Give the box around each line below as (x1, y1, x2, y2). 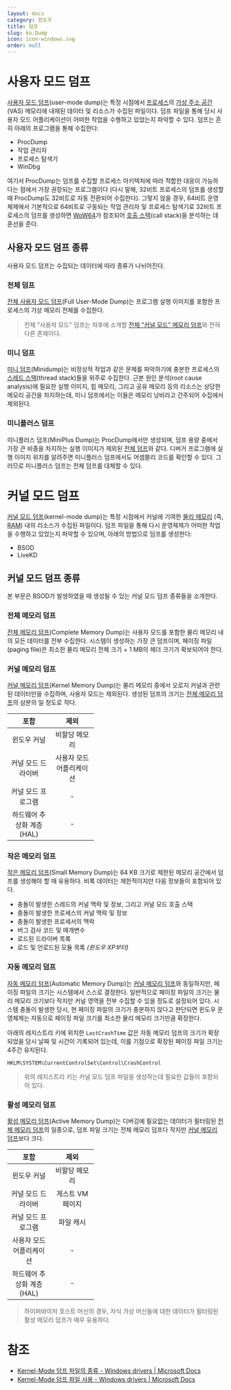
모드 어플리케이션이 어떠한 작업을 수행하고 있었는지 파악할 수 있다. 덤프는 (19, 115, 214, 123)
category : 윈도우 (7, 17, 53, 23)
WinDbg (16, 162, 41, 170)
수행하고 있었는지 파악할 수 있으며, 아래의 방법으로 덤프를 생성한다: (14, 529, 192, 538)
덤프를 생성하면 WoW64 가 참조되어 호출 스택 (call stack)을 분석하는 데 (30, 211, 219, 219)
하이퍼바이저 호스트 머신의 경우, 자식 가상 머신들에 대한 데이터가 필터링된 (23, 1307, 219, 1315)
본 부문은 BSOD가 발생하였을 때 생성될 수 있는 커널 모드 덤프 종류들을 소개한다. (7, 592, 218, 600)
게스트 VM (56, 1189, 89, 1198)
